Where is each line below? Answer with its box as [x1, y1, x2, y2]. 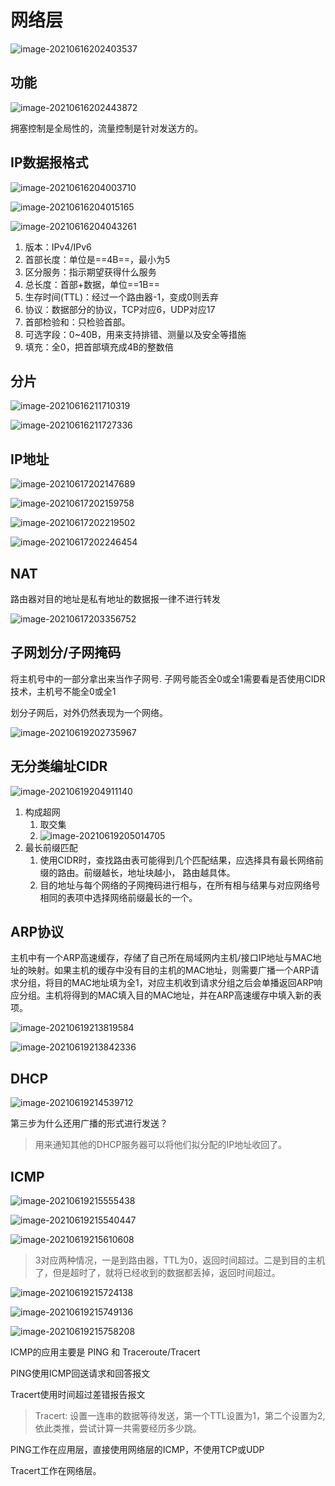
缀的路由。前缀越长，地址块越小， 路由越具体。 [39, 866, 236, 878]
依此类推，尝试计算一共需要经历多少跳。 [34, 1422, 202, 1435]
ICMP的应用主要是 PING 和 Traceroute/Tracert [10, 1346, 201, 1358]
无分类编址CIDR [10, 758, 108, 775]
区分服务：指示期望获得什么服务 [24, 266, 157, 278]
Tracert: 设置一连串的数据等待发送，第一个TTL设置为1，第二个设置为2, [34, 1410, 326, 1422]
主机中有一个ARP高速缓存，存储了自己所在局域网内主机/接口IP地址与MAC [10, 952, 313, 964]
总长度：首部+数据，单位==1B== [24, 278, 160, 290]
